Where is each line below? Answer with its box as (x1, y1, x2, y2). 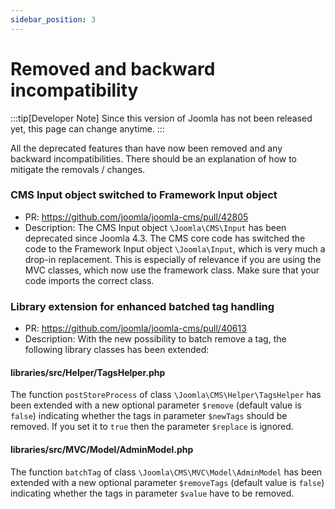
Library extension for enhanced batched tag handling (10, 299, 275, 313)
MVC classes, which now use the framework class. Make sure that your (24, 264, 320, 276)
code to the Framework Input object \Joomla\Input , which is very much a (24, 242, 326, 255)
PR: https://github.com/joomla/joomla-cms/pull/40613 (24, 322, 247, 335)
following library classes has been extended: (24, 344, 210, 356)
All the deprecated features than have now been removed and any (10, 142, 283, 154)
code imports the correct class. (24, 274, 155, 286)
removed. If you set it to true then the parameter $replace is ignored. (10, 421, 294, 433)
